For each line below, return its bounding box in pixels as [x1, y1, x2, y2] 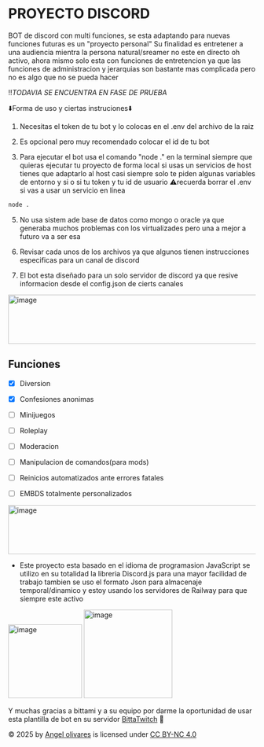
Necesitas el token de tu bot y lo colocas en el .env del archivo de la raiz [19, 121, 254, 131]
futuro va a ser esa [19, 231, 81, 241]
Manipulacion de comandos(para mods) [19, 457, 149, 466]
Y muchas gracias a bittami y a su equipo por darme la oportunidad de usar [8, 706, 253, 716]
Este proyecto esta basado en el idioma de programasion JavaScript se [19, 561, 251, 570]
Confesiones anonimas [19, 394, 94, 403]
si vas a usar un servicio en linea [19, 186, 126, 195]
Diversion [19, 378, 51, 388]
